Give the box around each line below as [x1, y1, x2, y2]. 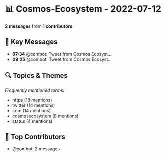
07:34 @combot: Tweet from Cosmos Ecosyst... [12, 51, 112, 57]
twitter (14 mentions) [12, 102, 55, 108]
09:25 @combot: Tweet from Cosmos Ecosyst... [12, 56, 112, 62]
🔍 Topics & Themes [5, 71, 68, 80]
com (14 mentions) [12, 107, 51, 113]
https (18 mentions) [12, 97, 52, 103]
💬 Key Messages [5, 38, 58, 46]
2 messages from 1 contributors [5, 23, 73, 29]
